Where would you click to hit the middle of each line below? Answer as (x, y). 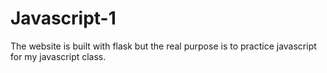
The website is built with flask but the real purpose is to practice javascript (163, 46)
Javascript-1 (63, 18)
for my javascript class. (58, 56)
